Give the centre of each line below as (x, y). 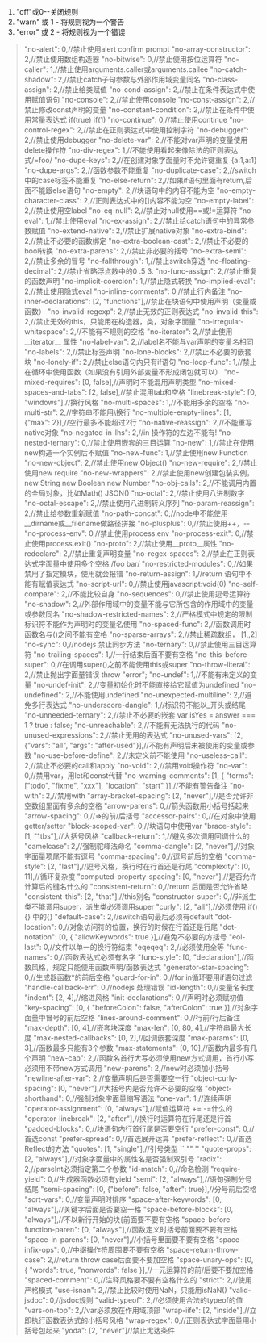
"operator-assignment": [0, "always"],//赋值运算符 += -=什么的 (128, 1109)
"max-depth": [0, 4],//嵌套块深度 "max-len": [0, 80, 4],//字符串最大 (134, 1028)
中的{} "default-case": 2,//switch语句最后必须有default (123, 917)
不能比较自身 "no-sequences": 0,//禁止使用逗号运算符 (162, 594)
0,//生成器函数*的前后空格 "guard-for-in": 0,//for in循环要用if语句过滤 (138, 977)
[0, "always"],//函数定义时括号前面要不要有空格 (160, 1230)
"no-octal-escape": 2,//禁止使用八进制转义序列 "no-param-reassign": (139, 503)
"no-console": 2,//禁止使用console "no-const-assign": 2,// (158, 100)
